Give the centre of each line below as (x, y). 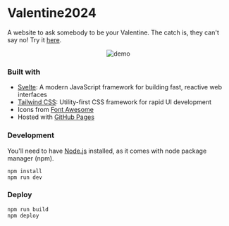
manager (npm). (31, 158)
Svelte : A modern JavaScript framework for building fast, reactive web (120, 87)
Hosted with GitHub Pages (56, 117)
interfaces (32, 95)
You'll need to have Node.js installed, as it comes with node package (107, 151)
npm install (25, 171)
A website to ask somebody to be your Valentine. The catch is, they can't (113, 32)
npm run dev (25, 177)
